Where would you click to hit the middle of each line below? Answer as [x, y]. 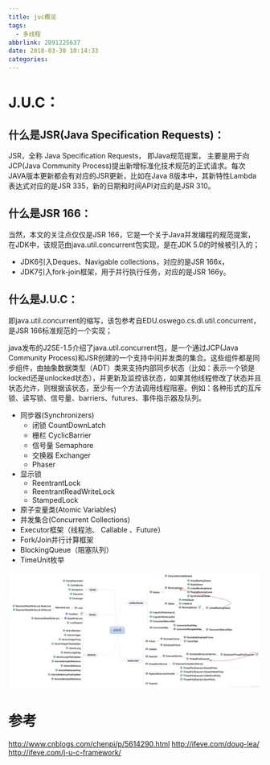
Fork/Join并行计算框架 [57, 540]
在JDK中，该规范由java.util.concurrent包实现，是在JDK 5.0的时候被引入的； [134, 245]
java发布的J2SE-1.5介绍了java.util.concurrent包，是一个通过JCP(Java [123, 348]
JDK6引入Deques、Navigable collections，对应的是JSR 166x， [124, 261]
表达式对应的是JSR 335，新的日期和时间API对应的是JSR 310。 [112, 186]
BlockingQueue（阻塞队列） [67, 549]
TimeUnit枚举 [42, 560]
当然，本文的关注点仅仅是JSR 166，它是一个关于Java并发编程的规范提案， [132, 234]
